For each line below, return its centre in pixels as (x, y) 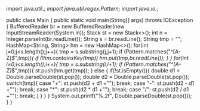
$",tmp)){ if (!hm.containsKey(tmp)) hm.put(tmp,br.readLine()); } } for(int (100, 58)
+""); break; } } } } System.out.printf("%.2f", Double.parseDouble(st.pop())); (99, 96)
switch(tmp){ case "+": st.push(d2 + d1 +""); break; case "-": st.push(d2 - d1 (100, 83)
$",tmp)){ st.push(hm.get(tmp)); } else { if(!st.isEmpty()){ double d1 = (96, 70)
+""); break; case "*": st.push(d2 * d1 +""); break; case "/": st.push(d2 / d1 (98, 89)
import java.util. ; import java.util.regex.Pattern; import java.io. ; (82, 9)
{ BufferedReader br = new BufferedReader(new (65, 26)
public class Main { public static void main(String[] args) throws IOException (100, 20)
